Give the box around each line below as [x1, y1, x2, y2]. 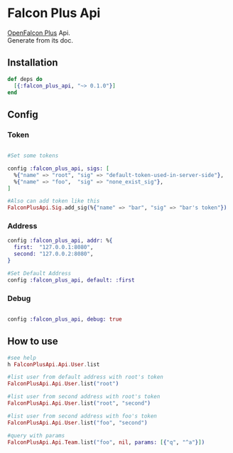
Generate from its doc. [7, 36, 73, 44]
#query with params [7, 432, 65, 439]
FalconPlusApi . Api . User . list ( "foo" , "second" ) [7, 419, 148, 426]
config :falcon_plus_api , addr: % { [7, 237, 113, 245]
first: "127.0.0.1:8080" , [13, 244, 94, 251]
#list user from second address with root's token [7, 393, 161, 400]
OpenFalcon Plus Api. [7, 28, 71, 37]
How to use [7, 336, 58, 348]
